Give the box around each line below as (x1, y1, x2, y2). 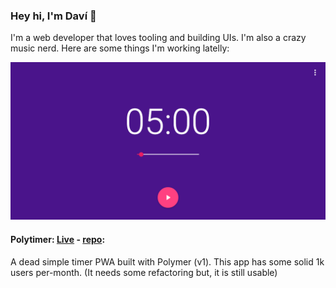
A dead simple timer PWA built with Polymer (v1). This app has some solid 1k (10, 255, 325, 268)
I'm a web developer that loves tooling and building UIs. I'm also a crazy (10, 32, 307, 44)
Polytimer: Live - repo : (10, 233, 106, 245)
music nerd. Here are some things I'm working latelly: (10, 42, 230, 54)
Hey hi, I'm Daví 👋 (10, 9, 97, 23)
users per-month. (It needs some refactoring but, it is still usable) (10, 266, 278, 278)
